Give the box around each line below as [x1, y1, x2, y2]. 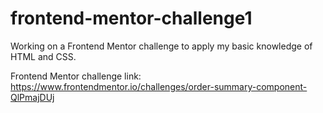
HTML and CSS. [10, 50, 77, 62]
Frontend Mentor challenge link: [10, 70, 142, 82]
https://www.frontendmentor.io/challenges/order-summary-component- [10, 80, 308, 92]
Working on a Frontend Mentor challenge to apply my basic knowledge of [10, 40, 313, 52]
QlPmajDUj [10, 91, 55, 103]
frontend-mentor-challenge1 [10, 7, 253, 30]
